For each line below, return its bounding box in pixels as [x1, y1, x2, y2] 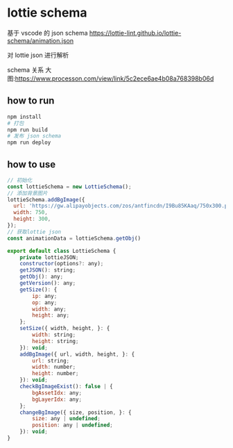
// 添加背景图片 [7, 190, 48, 197]
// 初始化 [7, 176, 33, 183]
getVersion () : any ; [19, 280, 76, 287]
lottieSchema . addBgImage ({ [7, 196, 85, 203]
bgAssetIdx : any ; [32, 389, 82, 397]
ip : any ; [32, 292, 58, 299]
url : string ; [32, 357, 70, 364]
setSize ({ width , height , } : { [19, 325, 110, 332]
